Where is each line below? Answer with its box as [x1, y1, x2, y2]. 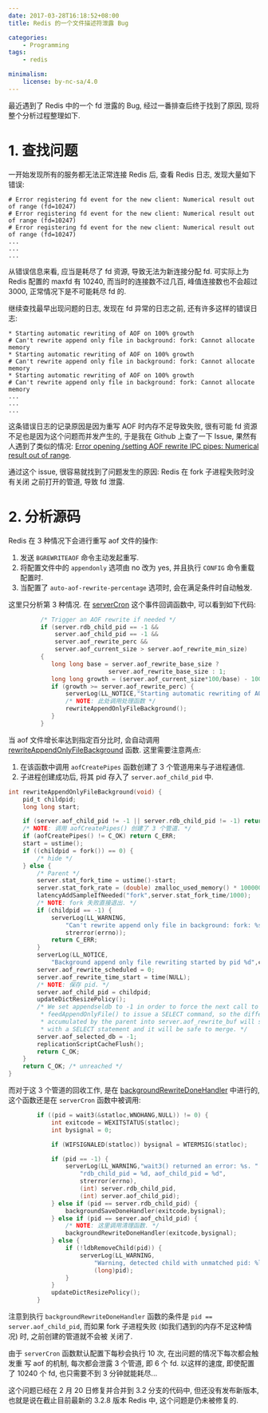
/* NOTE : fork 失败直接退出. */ [37, 899, 137, 907]
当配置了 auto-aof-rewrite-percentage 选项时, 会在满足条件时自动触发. [19, 583, 253, 592]
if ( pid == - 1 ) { [50, 1155, 109, 1163]
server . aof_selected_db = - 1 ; [37, 1033, 137, 1041]
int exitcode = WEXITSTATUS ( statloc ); [50, 1118, 180, 1127]
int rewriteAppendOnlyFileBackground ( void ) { [8, 788, 162, 796]
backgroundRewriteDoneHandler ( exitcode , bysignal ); [65, 1229, 238, 1237]
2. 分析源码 [8, 507, 81, 526]
